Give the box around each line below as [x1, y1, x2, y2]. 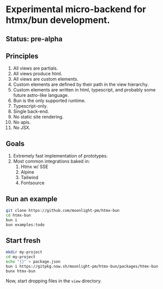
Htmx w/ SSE [20, 164, 49, 170]
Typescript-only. [13, 103, 48, 109]
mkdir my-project [6, 250, 43, 255]
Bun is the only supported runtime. [13, 98, 86, 104]
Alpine [20, 169, 35, 175]
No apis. [13, 119, 31, 125]
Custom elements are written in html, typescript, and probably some [13, 87, 156, 93]
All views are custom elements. [13, 76, 79, 82]
